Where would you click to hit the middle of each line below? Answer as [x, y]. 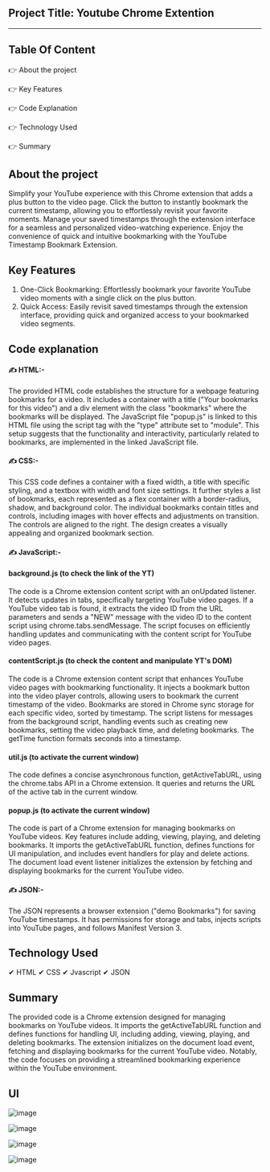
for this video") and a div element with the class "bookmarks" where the [128, 408]
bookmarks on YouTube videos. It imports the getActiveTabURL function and [135, 1026]
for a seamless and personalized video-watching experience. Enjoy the [126, 227]
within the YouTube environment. [63, 1068]
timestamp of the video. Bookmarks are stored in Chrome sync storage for [131, 705]
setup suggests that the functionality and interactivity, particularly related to [134, 433]
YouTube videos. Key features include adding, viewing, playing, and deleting [135, 837]
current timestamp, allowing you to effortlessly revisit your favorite [118, 211]
